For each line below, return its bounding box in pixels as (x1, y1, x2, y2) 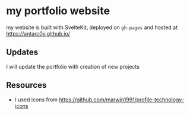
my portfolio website (6, 4, 110, 18)
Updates (6, 47, 39, 57)
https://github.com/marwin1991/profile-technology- (59, 96, 185, 103)
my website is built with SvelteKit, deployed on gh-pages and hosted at (6, 24, 178, 31)
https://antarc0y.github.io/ (6, 30, 70, 37)
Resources (6, 80, 47, 90)
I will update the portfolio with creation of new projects (6, 63, 140, 70)
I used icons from (14, 96, 58, 103)
